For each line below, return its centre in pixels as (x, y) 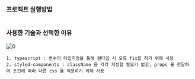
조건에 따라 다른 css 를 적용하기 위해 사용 (59, 71)
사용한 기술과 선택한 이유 (39, 33)
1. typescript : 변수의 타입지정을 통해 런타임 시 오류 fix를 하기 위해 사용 (90, 58)
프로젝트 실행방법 (29, 9)
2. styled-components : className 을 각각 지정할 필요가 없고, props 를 (90, 64)
